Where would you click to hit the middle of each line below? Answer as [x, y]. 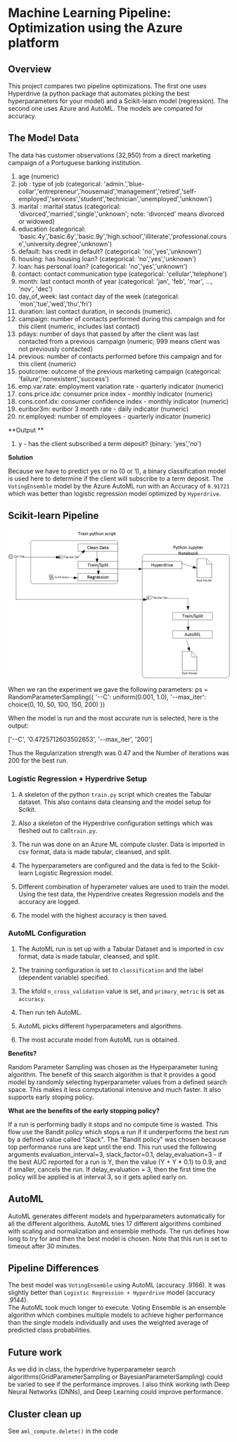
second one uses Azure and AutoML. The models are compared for [105, 108]
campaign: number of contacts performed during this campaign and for [122, 318]
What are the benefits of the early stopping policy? [84, 1110]
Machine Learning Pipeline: [90, 13]
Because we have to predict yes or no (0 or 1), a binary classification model [117, 471]
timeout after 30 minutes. [45, 1246]
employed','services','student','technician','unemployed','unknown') [115, 198]
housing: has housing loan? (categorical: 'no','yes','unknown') [107, 258]
